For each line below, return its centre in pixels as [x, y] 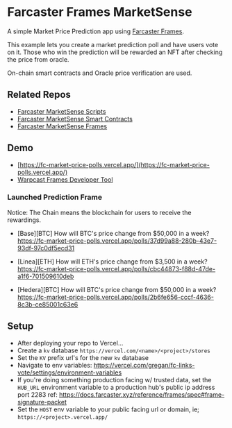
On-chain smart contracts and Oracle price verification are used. [100, 73]
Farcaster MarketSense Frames [62, 126]
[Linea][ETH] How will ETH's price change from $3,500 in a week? [112, 262]
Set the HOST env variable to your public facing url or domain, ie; [108, 409]
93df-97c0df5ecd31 [46, 248]
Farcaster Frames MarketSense [100, 12]
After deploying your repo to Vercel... [70, 343]
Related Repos [39, 95]
